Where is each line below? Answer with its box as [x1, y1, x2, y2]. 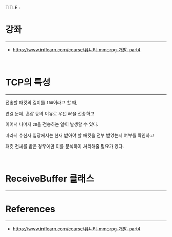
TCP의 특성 [5, 77, 51, 88]
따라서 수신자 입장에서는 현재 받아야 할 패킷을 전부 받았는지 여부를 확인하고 [5, 132, 155, 138]
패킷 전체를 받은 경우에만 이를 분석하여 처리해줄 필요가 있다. [5, 143, 124, 149]
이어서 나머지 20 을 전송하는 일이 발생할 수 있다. [5, 121, 99, 127]
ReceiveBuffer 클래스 [5, 173, 94, 185]
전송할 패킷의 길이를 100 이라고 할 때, [5, 99, 78, 105]
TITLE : [5, 5, 20, 10]
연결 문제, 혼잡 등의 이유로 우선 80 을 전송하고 [5, 110, 95, 116]
